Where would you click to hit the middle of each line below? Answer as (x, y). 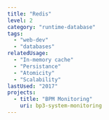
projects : (22, 92)
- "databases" (34, 47)
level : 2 (20, 20)
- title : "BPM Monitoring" (53, 100)
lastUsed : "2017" (33, 86)
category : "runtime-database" (52, 27)
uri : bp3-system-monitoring (61, 106)
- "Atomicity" (34, 73)
